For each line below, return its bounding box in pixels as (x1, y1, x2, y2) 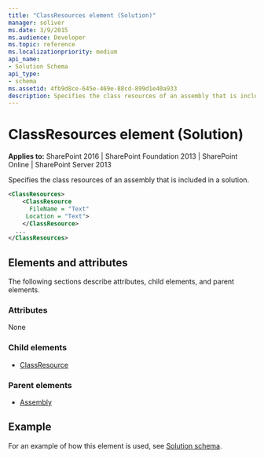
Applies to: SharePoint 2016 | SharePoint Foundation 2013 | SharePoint (8, 152, 238, 161)
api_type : (8, 70, 41, 78)
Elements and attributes (8, 256, 128, 269)
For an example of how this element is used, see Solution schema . (8, 441, 222, 450)
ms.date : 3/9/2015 (8, 26, 68, 34)
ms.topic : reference (8, 41, 76, 49)
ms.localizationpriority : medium (8, 48, 118, 56)
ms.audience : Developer (8, 33, 86, 42)
